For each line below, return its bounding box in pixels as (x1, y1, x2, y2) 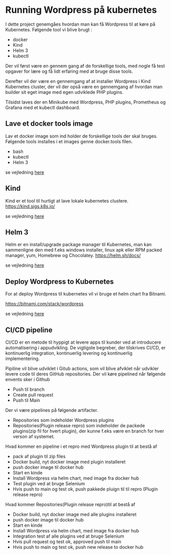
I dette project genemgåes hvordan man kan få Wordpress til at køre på (5, 21, 156, 27)
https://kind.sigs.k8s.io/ (5, 203, 55, 209)
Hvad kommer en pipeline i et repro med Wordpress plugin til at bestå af (5, 443, 157, 449)
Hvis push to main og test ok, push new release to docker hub (12, 544, 144, 550)
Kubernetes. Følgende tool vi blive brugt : (5, 26, 93, 32)
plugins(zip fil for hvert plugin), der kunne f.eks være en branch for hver (12, 428, 165, 434)
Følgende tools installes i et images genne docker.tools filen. (5, 138, 133, 145)
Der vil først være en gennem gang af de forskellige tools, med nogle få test (5, 63, 165, 69)
